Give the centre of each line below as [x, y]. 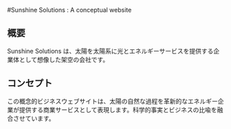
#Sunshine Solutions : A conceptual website [69, 10]
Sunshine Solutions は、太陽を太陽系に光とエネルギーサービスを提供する [110, 51]
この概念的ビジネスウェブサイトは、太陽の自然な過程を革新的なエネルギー [112, 101]
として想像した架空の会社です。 [64, 59]
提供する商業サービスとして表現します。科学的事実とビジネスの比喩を [118, 110]
